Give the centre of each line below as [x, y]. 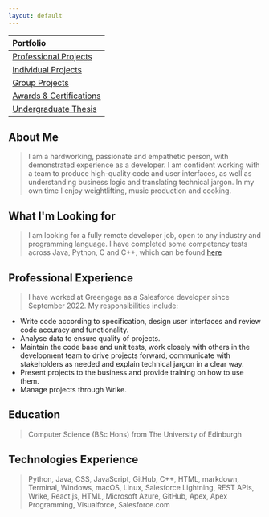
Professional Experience [71, 278]
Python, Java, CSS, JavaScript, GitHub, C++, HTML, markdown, [133, 478]
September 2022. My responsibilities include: [103, 306]
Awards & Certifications [57, 96]
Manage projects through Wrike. [73, 390]
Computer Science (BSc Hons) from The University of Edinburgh [135, 434]
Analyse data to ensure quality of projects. [90, 339]
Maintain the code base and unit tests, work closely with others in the [135, 347]
